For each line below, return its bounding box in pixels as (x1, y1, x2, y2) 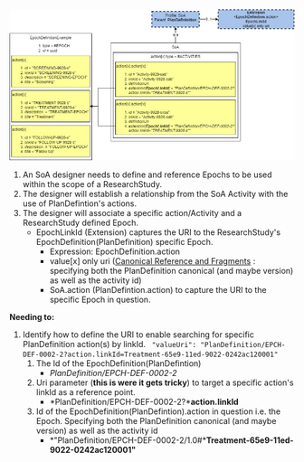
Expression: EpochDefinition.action (49, 246, 181, 257)
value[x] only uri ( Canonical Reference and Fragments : (49, 255, 256, 266)
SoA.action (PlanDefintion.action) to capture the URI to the (49, 284, 267, 295)
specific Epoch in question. (49, 294, 151, 305)
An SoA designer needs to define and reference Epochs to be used (22, 169, 273, 180)
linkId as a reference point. (35, 386, 136, 397)
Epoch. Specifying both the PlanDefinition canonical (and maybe (35, 415, 277, 426)
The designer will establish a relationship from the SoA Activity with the (22, 188, 289, 199)
